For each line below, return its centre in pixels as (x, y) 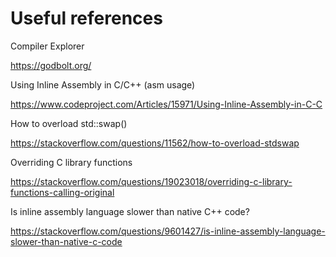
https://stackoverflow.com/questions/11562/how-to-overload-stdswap (155, 143)
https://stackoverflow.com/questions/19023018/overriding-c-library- (151, 181)
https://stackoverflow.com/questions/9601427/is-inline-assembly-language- (168, 231)
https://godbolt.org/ (51, 65)
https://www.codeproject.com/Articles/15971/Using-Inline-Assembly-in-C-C (166, 104)
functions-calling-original (62, 192)
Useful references (86, 18)
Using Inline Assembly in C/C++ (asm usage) (103, 84)
